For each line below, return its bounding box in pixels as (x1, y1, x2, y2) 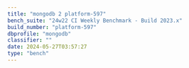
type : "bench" (7, 50, 50, 57)
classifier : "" (7, 37, 53, 44)
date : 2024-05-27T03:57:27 (7, 43, 87, 50)
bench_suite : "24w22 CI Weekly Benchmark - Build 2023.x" (7, 17, 183, 24)
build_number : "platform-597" (7, 23, 97, 30)
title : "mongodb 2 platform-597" (7, 10, 107, 18)
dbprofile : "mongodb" (7, 30, 72, 38)
